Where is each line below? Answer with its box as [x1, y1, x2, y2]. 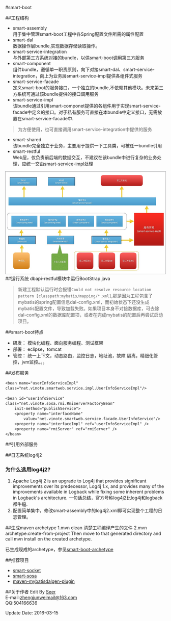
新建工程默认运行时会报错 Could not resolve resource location [17, 286, 152, 292]
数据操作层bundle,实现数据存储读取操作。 [12, 43, 100, 49]
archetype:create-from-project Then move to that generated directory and [5, 530, 161, 537]
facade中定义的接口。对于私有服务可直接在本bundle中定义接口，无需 [12, 109, 158, 115]
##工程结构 [5, 15, 29, 21]
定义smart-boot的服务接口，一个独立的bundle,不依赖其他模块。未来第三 [12, 85, 164, 91]
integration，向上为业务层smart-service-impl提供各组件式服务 [12, 73, 142, 79]
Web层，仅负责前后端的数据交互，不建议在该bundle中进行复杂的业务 [12, 154, 157, 160]
